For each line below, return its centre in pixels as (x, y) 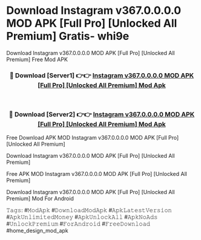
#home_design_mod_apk (37, 230)
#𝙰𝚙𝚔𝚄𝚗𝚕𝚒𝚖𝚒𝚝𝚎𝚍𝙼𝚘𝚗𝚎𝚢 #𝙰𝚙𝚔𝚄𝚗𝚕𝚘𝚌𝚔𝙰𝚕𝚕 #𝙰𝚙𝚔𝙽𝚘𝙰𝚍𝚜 (82, 217)
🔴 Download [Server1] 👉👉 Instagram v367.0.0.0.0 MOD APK (102, 75)
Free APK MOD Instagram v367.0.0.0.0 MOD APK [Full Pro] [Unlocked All (97, 174)
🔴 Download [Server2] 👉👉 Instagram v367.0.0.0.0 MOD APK (102, 114)
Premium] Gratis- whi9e (68, 36)
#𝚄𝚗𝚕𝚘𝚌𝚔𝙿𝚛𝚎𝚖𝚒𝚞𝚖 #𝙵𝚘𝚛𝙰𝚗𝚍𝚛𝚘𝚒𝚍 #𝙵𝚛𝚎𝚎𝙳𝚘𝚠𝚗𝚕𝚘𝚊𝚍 (78, 224)
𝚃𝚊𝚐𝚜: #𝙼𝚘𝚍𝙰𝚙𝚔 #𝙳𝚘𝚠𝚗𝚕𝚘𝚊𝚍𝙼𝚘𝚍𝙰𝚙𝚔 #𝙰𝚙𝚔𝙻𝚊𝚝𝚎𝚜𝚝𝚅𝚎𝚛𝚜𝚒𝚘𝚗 (89, 210)
